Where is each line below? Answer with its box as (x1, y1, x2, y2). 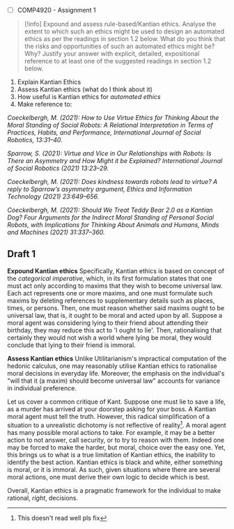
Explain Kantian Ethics (17, 78, 81, 86)
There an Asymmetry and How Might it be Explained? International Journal (7, 157, 223, 165)
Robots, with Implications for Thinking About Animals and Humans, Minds (7, 221, 219, 229)
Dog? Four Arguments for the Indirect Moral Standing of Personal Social (7, 213, 214, 222)
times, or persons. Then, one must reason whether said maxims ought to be (7, 303, 225, 312)
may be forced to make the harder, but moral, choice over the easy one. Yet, (7, 443, 226, 452)
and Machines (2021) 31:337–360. (7, 228, 106, 236)
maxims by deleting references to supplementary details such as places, (7, 296, 215, 305)
